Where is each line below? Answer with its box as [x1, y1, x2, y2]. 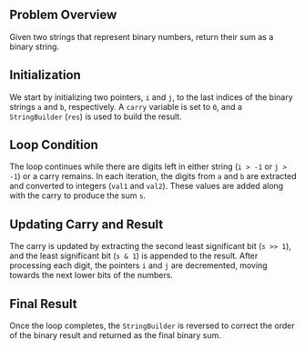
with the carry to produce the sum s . [9, 190, 147, 201]
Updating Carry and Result [9, 216, 164, 232]
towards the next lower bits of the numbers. [9, 270, 173, 281]
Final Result [9, 295, 77, 312]
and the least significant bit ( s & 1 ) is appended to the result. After [9, 250, 259, 262]
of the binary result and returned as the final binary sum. [9, 330, 221, 341]
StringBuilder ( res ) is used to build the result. [9, 111, 182, 122]
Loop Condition [9, 137, 98, 153]
